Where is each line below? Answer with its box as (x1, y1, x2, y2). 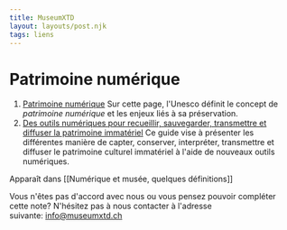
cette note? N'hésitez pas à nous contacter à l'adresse (9, 200, 212, 212)
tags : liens (9, 30, 54, 39)
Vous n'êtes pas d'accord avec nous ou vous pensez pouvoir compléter (9, 191, 277, 202)
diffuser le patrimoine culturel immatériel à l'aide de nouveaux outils (22, 146, 275, 158)
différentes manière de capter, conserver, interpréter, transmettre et (22, 137, 275, 148)
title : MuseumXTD (9, 13, 75, 23)
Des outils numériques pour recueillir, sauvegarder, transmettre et (22, 118, 267, 129)
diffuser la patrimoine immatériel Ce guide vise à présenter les (22, 127, 255, 138)
